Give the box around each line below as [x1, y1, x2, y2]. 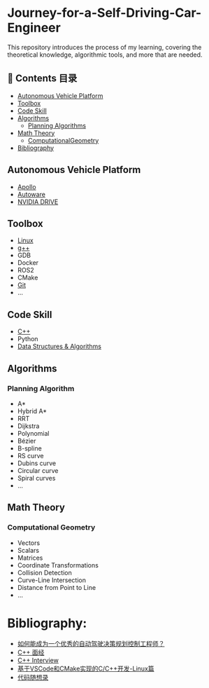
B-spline [17, 443, 42, 453]
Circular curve [17, 466, 59, 474]
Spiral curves [17, 474, 56, 482]
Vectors [17, 538, 41, 547]
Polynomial [17, 429, 50, 437]
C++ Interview [17, 656, 59, 664]
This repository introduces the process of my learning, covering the [7, 43, 202, 51]
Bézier [17, 436, 36, 445]
